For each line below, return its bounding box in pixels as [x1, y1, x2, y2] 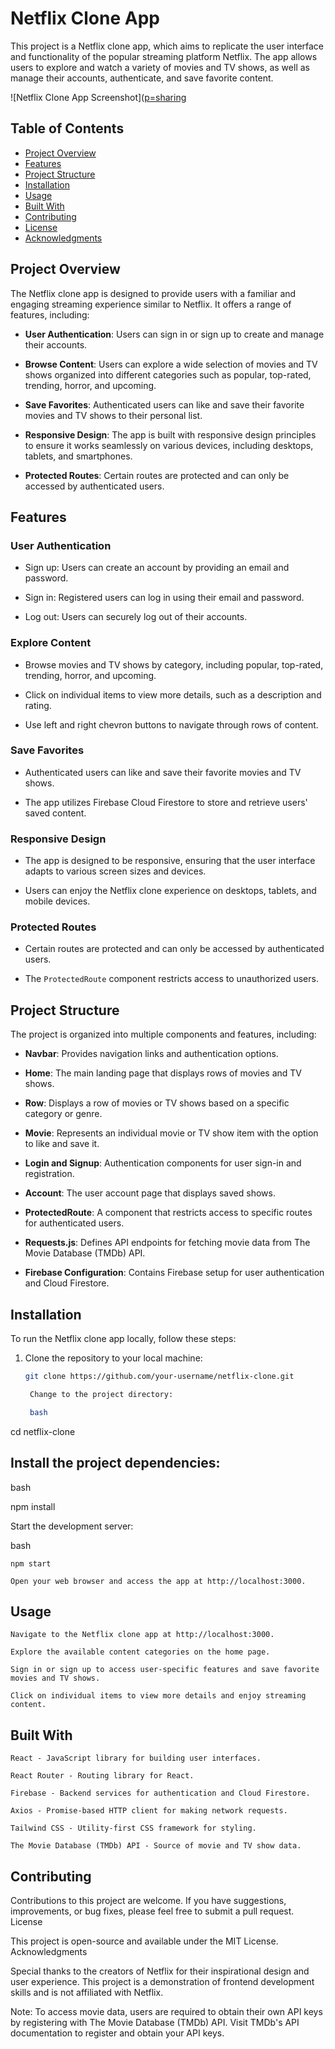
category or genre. [24, 1108, 103, 1120]
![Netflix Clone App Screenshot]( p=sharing [10, 91, 187, 103]
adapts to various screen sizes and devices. [24, 865, 207, 877]
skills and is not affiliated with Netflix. [10, 1986, 164, 1998]
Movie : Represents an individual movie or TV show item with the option [24, 1127, 319, 1139]
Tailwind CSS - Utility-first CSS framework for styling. [10, 1823, 257, 1834]
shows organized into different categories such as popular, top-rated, [24, 368, 312, 381]
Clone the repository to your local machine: [24, 1352, 203, 1364]
